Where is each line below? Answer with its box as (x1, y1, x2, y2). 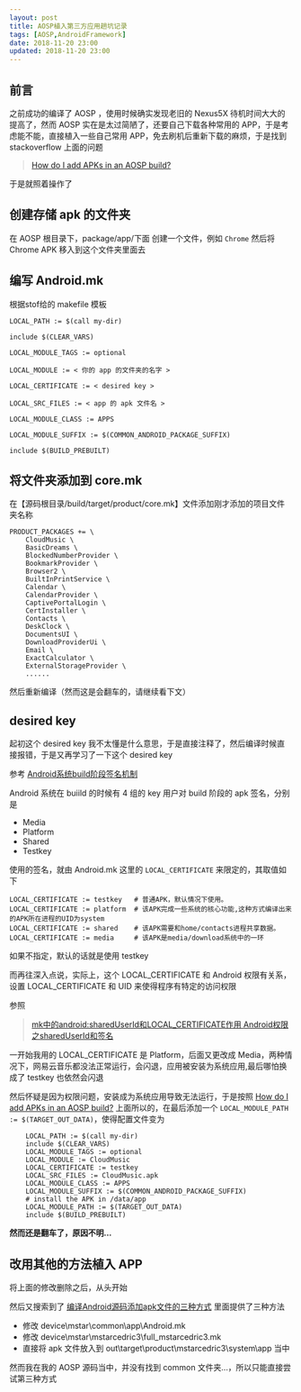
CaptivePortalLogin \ (25, 598, 106, 608)
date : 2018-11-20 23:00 (9, 38, 99, 48)
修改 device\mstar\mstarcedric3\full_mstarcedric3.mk (22, 1332, 222, 1342)
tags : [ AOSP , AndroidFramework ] (9, 30, 127, 39)
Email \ (25, 646, 54, 655)
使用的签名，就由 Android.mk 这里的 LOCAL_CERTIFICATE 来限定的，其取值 (9, 864, 279, 875)
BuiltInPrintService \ (25, 575, 111, 584)
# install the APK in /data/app (25, 1195, 146, 1204)
